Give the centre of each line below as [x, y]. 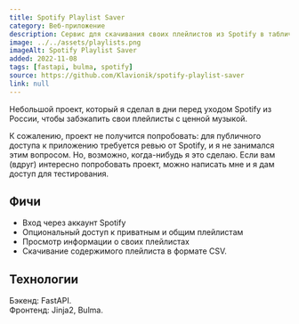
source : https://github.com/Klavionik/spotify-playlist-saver [127, 76]
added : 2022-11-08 [43, 59]
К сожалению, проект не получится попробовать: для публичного [135, 135]
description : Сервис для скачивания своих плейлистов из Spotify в [137, 34]
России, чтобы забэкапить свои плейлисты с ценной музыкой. [128, 118]
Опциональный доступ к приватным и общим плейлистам [133, 232]
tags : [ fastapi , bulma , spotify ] [71, 68]
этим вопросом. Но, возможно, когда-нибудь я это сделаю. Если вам [142, 154]
